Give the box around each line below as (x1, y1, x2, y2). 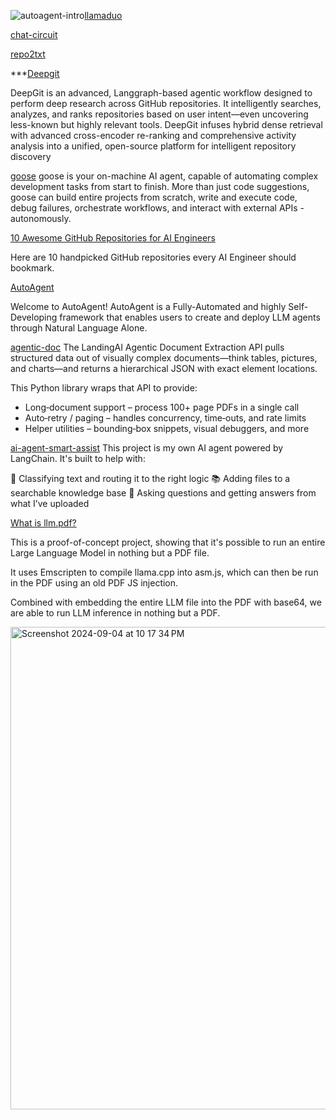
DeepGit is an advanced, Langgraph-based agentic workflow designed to (10, 87, 313, 99)
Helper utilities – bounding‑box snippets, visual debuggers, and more (24, 423, 310, 434)
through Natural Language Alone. (10, 322, 148, 334)
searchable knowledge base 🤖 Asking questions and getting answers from (10, 487, 317, 499)
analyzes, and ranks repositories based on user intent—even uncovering (10, 108, 309, 120)
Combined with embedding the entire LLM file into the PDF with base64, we (10, 596, 322, 608)
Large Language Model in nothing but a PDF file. (10, 547, 210, 559)
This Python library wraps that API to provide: (10, 382, 198, 394)
